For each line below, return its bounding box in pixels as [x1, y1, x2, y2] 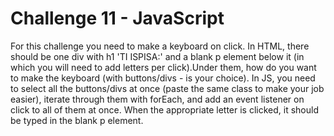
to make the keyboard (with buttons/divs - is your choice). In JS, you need [10, 72, 316, 84]
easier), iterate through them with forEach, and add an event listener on [10, 93, 305, 105]
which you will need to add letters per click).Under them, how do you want [10, 61, 317, 73]
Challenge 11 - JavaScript [10, 7, 225, 30]
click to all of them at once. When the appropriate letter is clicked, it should [10, 103, 320, 116]
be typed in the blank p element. [10, 114, 144, 126]
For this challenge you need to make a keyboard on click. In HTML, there [10, 40, 310, 52]
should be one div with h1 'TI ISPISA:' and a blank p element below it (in [10, 50, 305, 62]
